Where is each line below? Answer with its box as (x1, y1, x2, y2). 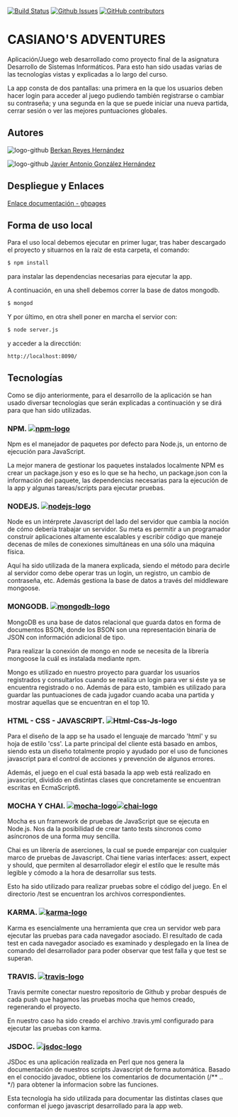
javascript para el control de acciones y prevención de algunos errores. (7, 755, 216, 762)
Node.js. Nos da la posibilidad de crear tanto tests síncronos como (7, 825, 202, 833)
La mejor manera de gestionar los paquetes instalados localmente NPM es (7, 461, 225, 469)
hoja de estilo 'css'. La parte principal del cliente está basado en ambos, (7, 740, 218, 748)
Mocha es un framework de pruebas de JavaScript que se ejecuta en (7, 817, 210, 826)
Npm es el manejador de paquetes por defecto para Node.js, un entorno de (7, 440, 227, 448)
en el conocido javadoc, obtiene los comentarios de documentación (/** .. (7, 1073, 223, 1082)
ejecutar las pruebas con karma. (7, 1023, 102, 1032)
